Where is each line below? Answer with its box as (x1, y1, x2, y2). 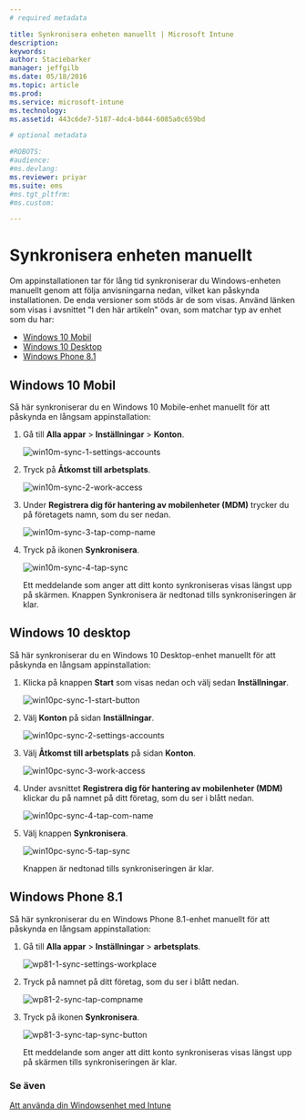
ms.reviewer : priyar (9, 172, 88, 182)
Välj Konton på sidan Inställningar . (22, 712, 155, 723)
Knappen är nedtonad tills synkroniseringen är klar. (22, 862, 215, 874)
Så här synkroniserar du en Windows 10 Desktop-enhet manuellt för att (9, 649, 276, 660)
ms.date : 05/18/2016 (9, 72, 88, 82)
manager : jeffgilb (9, 64, 79, 73)
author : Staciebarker (9, 56, 92, 65)
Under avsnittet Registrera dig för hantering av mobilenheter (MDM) (22, 782, 283, 793)
